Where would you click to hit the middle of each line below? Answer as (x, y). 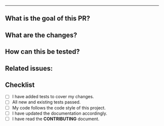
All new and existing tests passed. (46, 102)
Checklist (20, 85)
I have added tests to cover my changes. (53, 97)
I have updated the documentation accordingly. (60, 113)
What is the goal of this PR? (48, 18)
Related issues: (29, 68)
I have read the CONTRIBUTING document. (56, 119)
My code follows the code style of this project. (59, 107)
